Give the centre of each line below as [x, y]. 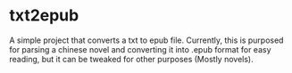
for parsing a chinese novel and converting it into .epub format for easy [140, 49]
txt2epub [44, 16]
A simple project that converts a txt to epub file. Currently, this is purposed [146, 40]
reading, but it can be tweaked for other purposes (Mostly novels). [131, 59]
